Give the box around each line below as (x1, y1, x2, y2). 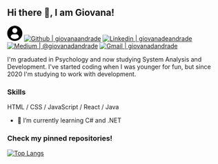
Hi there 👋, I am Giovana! (7, 7, 115, 19)
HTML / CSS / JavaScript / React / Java (7, 103, 119, 111)
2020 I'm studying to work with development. (7, 70, 137, 78)
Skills (7, 87, 26, 97)
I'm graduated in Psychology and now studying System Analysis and (7, 55, 202, 63)
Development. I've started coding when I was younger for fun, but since (7, 62, 212, 71)
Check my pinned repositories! (7, 134, 112, 143)
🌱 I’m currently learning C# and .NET (17, 116, 122, 125)
